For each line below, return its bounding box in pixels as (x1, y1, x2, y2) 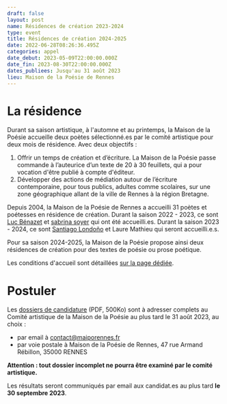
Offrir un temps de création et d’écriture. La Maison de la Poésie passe (16, 153, 217, 162)
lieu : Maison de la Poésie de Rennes (7, 73, 115, 81)
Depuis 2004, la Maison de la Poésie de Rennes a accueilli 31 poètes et (7, 203, 207, 212)
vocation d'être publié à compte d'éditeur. (16, 168, 135, 177)
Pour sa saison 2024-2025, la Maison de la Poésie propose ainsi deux (7, 238, 204, 247)
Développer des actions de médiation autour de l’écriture (16, 175, 178, 184)
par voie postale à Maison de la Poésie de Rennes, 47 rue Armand (16, 340, 203, 349)
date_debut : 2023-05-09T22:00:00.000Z (7, 55, 118, 62)
